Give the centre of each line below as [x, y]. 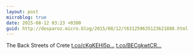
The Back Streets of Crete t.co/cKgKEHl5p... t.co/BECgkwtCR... [84, 45]
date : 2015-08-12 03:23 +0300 [44, 23]
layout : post [22, 12]
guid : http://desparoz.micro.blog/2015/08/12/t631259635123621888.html [97, 28]
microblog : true [26, 17]
